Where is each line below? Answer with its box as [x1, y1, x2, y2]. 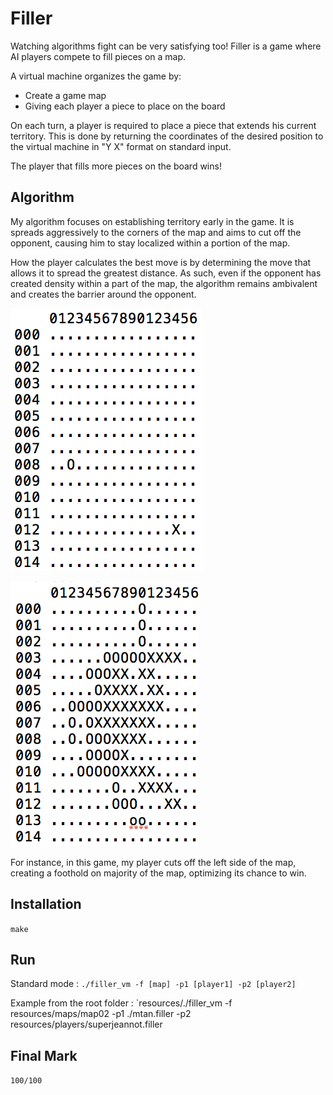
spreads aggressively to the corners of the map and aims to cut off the [10, 226, 302, 238]
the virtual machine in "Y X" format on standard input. [10, 140, 232, 152]
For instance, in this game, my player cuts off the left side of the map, [10, 856, 297, 868]
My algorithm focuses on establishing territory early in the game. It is [10, 215, 295, 227]
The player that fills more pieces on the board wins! [10, 160, 222, 172]
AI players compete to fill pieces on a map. [10, 50, 187, 62]
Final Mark [10, 1047, 78, 1064]
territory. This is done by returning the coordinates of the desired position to [10, 130, 324, 142]
